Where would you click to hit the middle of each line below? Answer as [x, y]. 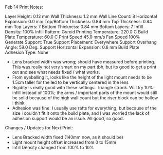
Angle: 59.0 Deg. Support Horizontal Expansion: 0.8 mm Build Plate [72, 47]
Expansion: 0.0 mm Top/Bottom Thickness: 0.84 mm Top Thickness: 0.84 [79, 22]
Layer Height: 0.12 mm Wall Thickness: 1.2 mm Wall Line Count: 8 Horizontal [81, 16]
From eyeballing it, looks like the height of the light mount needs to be [82, 77]
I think [18, 103]
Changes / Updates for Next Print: [39, 128]
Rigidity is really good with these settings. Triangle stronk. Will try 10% [82, 87]
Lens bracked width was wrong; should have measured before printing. [84, 62]
